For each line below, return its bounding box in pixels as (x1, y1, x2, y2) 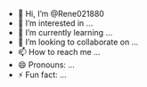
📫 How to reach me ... (17, 47, 101, 57)
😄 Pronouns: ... (17, 59, 76, 70)
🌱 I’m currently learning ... (17, 28, 113, 37)
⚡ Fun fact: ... (17, 69, 67, 80)
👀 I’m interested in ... (17, 18, 94, 28)
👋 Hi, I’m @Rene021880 (17, 9, 105, 19)
